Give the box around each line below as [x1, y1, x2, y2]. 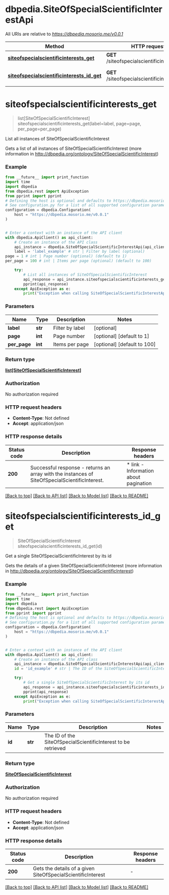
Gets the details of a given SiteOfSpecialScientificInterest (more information [5, 562, 162, 568]
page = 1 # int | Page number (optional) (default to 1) [5, 254, 127, 259]
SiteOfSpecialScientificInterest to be [44, 738, 130, 745]
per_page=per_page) [17, 126, 62, 132]
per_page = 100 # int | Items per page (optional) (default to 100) [5, 258, 152, 264]
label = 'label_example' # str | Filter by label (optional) [14, 249, 145, 254]
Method [45, 43, 64, 50]
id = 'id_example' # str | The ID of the [14, 666, 102, 672]
